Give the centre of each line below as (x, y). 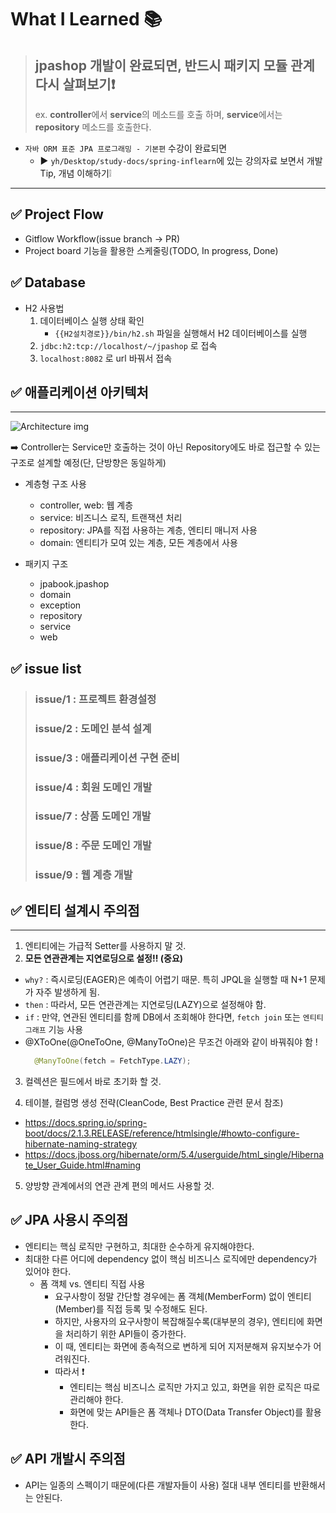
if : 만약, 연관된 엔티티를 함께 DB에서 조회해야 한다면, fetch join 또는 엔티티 (174, 1017)
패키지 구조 (46, 564)
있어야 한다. (48, 1271)
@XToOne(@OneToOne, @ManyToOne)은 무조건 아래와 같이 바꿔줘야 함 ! (171, 1042)
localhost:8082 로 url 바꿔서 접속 (106, 358)
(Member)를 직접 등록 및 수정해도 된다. (131, 1308)
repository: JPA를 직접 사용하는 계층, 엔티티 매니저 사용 (148, 530)
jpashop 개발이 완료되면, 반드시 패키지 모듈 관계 (174, 65)
